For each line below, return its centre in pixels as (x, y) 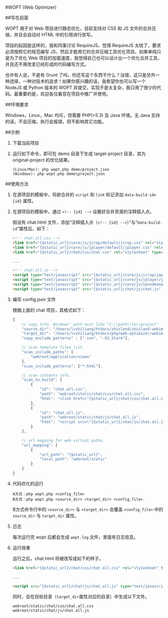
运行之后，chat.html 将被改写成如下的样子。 (58, 558)
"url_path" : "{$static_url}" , (71, 455)
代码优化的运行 (28, 484)
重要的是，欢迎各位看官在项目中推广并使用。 (64, 94)
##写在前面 (17, 18)
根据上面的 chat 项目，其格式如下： (49, 310)
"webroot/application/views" (61, 357)
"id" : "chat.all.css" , (63, 389)
